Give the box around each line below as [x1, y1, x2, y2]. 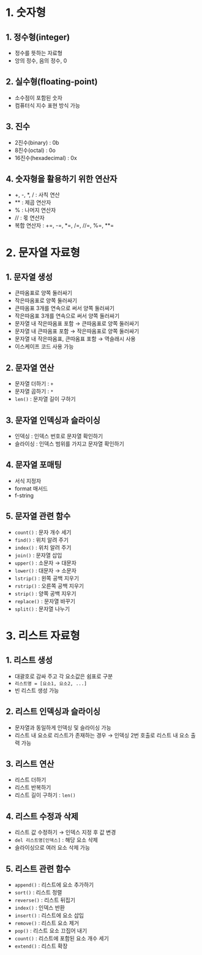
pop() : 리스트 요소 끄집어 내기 [14, 927, 88, 934]
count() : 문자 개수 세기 [14, 528, 72, 536]
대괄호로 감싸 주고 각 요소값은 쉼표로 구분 [14, 672, 113, 680]
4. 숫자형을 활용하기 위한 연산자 [6, 174, 118, 185]
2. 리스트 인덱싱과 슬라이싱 [6, 706, 101, 717]
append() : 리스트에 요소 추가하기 [14, 881, 94, 888]
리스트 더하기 [14, 776, 47, 783]
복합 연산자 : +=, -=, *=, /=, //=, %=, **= [14, 222, 114, 229]
